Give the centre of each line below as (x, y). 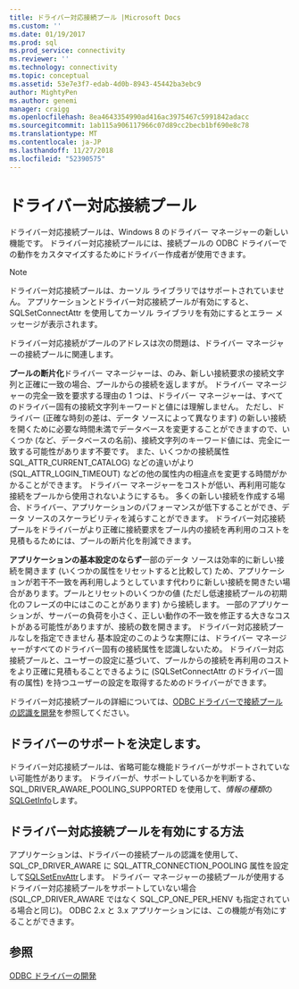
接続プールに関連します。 (71, 355)
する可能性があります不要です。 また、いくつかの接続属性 (123, 451)
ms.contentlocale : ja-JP (55, 142)
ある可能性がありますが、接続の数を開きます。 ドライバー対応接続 (146, 627)
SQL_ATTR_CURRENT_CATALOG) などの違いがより (102, 463)
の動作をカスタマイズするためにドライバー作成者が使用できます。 (130, 255)
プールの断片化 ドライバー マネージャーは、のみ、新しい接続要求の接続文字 (147, 373)
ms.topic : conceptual (50, 76)
